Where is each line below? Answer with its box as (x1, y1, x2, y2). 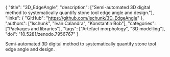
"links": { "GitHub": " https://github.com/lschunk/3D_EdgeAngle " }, (5, 15, 144, 21)
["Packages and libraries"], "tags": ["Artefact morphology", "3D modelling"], (5, 26, 165, 32)
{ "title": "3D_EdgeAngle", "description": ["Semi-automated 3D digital (5, 5, 151, 10)
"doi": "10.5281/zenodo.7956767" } (5, 31, 79, 37)
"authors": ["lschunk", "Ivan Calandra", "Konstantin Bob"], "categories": (5, 20, 156, 26)
